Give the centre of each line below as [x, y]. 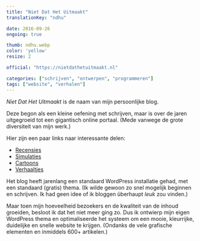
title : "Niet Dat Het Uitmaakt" [47, 12]
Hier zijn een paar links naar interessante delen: [66, 138]
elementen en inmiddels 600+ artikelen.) [57, 231]
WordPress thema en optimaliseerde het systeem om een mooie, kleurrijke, [100, 218]
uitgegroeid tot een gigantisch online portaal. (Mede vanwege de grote [95, 120]
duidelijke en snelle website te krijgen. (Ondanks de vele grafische [89, 225]
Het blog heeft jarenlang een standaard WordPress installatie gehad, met [97, 181]
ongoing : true [24, 34]
